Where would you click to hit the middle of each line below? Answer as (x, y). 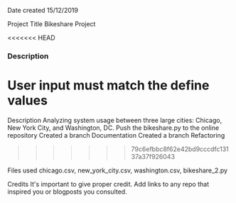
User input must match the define (108, 86)
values (28, 100)
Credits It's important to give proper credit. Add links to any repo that (108, 184)
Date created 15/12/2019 (43, 10)
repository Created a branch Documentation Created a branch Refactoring (116, 135)
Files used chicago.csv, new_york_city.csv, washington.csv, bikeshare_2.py (118, 170)
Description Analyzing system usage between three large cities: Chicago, (115, 120)
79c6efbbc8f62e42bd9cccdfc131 (180, 149)
